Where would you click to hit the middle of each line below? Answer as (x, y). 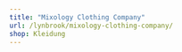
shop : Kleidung (37, 33)
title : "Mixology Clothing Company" (77, 17)
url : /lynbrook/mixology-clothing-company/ (91, 26)
